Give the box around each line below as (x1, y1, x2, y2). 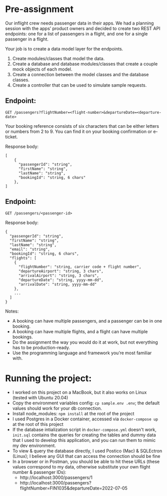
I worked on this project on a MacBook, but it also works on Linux (12, 389, 147, 395)
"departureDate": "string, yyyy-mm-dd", (18, 277, 104, 283)
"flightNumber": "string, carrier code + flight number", (18, 264, 142, 269)
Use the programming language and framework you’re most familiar (12, 350, 152, 356)
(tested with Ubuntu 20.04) (12, 394, 68, 400)
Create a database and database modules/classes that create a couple (12, 61, 158, 67)
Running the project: (5, 372, 92, 384)
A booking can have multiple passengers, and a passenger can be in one (12, 318, 163, 324)
